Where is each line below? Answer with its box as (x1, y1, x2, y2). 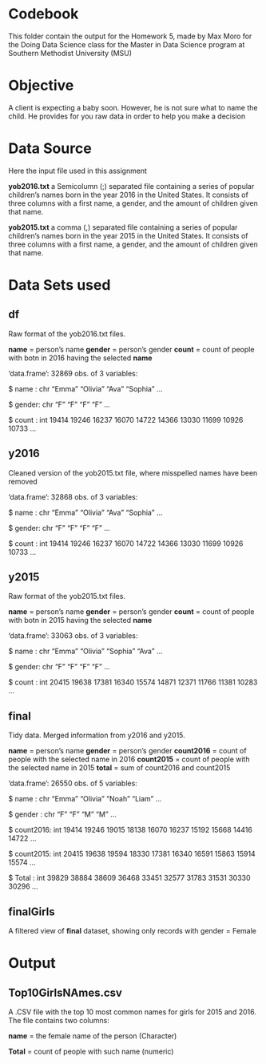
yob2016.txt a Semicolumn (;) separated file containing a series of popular (8, 181, 255, 191)
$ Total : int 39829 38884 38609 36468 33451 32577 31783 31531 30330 (8, 873, 251, 883)
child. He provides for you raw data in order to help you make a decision (8, 111, 246, 121)
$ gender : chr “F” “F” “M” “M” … (8, 809, 117, 819)
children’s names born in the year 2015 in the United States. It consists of (8, 231, 248, 240)
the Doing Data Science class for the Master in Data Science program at (8, 39, 245, 49)
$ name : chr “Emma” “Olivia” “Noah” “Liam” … (8, 794, 162, 804)
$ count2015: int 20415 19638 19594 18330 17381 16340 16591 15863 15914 (8, 849, 256, 859)
